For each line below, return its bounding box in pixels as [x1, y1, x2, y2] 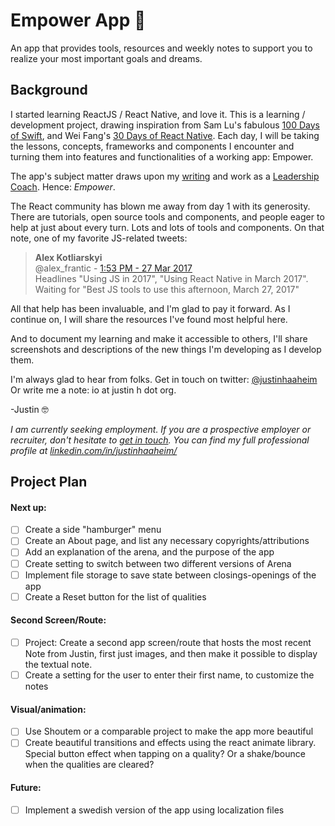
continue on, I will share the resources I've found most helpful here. [10, 313, 288, 325]
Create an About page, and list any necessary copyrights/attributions [24, 535, 310, 547]
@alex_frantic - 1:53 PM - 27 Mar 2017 [34, 262, 193, 274]
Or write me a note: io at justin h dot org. [10, 384, 177, 396]
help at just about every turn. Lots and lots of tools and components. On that [10, 221, 325, 233]
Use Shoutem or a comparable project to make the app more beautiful [24, 725, 314, 738]
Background [10, 82, 88, 99]
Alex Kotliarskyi [34, 251, 103, 263]
